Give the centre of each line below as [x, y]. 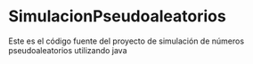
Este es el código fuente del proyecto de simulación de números [126, 41]
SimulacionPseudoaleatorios [117, 16]
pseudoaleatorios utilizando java [68, 50]
